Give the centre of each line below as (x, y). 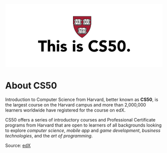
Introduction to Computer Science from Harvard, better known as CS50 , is (82, 99)
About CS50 (31, 85)
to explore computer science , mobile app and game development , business (83, 130)
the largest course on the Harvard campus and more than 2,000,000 (76, 104)
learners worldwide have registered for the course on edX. (65, 110)
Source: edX (18, 145)
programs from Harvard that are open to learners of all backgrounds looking (83, 125)
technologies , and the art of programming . (49, 135)
